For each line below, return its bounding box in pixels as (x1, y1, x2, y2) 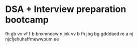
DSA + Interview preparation (5, 3, 126, 15)
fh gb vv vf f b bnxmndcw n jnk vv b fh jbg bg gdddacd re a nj (5, 30, 133, 36)
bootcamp (5, 14, 49, 25)
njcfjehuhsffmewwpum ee (5, 36, 59, 42)
